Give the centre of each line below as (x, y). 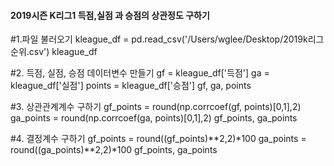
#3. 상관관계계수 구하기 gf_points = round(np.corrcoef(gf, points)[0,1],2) (156, 107)
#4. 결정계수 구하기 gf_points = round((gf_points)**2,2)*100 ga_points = (158, 139)
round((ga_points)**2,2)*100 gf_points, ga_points (114, 150)
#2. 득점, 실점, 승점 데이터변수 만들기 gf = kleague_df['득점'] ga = (140, 73)
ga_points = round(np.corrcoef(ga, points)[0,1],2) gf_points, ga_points (154, 118)
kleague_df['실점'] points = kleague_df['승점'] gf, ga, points (131, 86)
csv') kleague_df (63, 52)
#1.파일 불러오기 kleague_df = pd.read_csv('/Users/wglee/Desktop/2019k (159, 39)
